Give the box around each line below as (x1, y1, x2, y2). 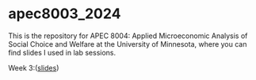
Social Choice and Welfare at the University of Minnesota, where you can (8, 39, 247, 48)
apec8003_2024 (8, 5, 121, 23)
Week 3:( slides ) (8, 63, 59, 72)
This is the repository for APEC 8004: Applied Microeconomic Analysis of (8, 31, 248, 40)
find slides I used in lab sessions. (8, 48, 117, 57)
